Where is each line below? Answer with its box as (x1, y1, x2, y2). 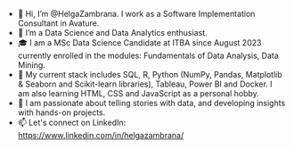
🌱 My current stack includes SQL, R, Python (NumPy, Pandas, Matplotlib (17, 70, 282, 79)
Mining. (17, 60, 46, 70)
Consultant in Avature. (17, 18, 100, 29)
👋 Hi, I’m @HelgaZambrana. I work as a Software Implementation (17, 9, 256, 19)
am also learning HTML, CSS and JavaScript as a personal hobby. (17, 88, 260, 98)
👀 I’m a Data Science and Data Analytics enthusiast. (17, 28, 208, 37)
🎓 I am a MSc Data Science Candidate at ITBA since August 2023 (17, 37, 262, 48)
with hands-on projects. (17, 107, 106, 118)
